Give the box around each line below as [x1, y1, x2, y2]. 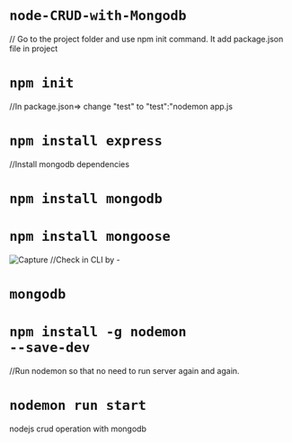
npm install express [9, 133, 164, 150]
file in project [9, 43, 58, 54]
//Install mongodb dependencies [9, 158, 130, 169]
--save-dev [9, 340, 91, 357]
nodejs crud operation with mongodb [9, 423, 146, 434]
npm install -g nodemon [9, 323, 187, 341]
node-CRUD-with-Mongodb [9, 7, 187, 24]
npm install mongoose [9, 228, 171, 245]
